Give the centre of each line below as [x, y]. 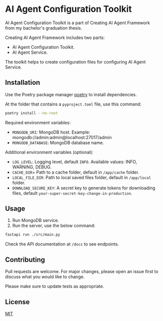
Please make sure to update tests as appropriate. [55, 286]
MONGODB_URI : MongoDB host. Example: [51, 132]
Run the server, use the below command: [54, 226]
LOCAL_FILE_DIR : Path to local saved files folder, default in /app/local [81, 177]
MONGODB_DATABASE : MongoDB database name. [58, 143]
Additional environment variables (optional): [49, 152]
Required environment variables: [38, 122]
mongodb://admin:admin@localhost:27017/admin [62, 137]
